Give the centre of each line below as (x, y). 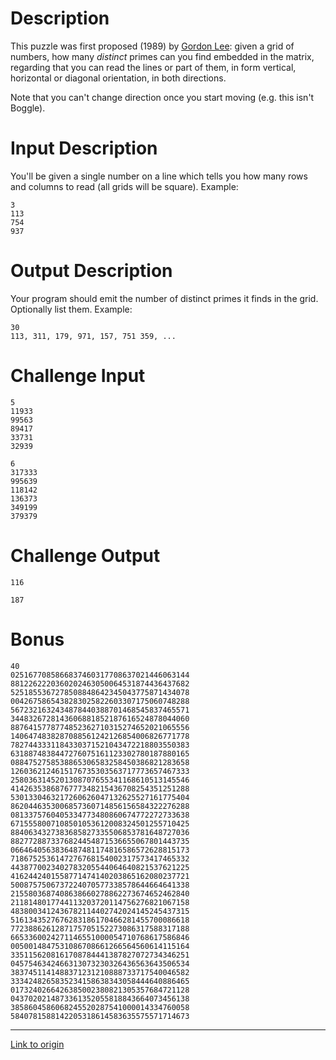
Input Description (84, 148)
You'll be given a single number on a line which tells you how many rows (159, 176)
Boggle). (28, 108)
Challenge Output (85, 555)
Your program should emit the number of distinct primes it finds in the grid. (164, 298)
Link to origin (37, 1044)
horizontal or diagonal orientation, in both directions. (118, 78)
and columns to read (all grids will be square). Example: (124, 186)
